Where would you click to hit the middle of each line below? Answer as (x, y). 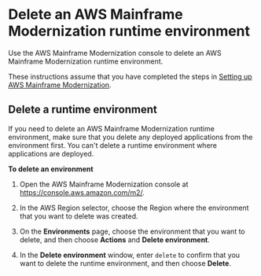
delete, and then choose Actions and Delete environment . (115, 239)
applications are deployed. (51, 153)
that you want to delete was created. (79, 216)
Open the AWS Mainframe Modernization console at (104, 184)
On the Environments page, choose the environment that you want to (132, 231)
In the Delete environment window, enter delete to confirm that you (130, 255)
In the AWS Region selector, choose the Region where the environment (134, 208)
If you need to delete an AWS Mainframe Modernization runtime (111, 128)
